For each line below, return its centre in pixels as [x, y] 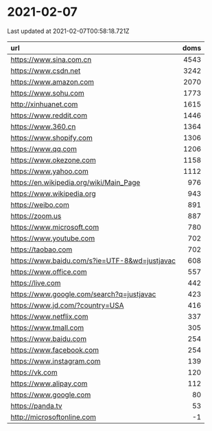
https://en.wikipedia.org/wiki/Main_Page [75, 182]
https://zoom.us [36, 216]
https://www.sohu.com [47, 93]
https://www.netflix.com [49, 316]
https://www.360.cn [43, 126]
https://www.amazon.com [52, 82]
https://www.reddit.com [49, 115]
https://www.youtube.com [53, 238]
